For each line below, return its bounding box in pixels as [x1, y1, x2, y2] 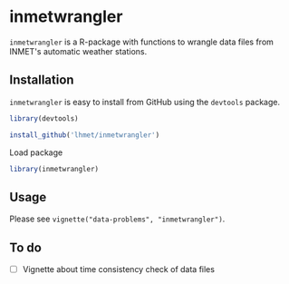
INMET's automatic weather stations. [9, 45, 148, 56]
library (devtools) [9, 113, 79, 123]
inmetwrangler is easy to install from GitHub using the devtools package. [9, 96, 281, 107]
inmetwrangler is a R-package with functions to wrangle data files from [9, 36, 275, 47]
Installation [9, 73, 74, 88]
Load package [9, 147, 63, 158]
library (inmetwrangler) [9, 164, 100, 173]
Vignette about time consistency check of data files [22, 264, 216, 274]
